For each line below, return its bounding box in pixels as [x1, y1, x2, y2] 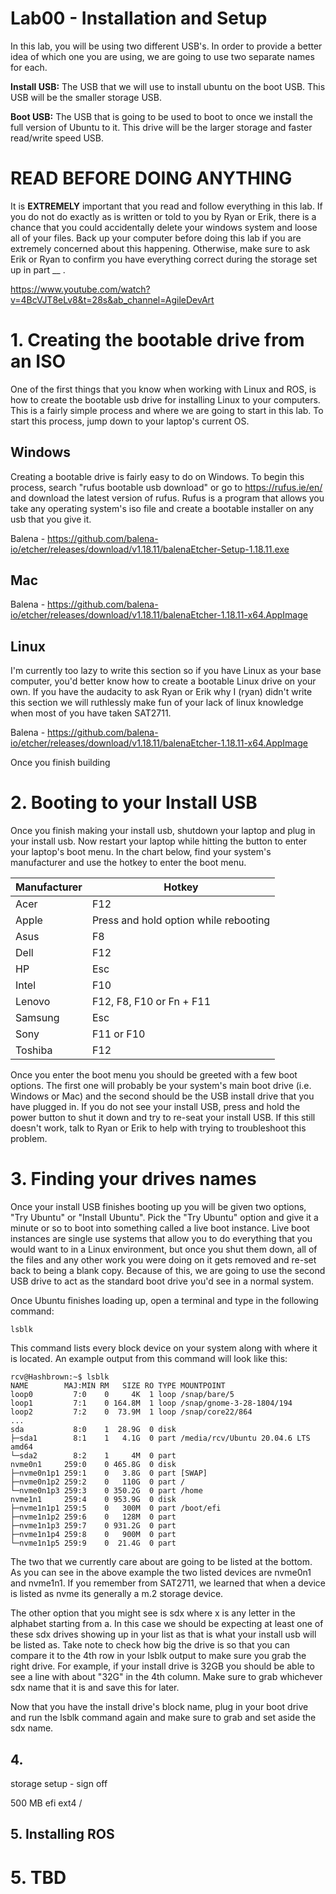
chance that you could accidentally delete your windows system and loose [10, 221, 318, 233]
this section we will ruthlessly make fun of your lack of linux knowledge [10, 697, 304, 709]
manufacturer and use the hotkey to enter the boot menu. [10, 857, 247, 869]
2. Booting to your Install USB [10, 792, 258, 814]
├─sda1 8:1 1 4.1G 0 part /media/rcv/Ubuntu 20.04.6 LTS [10, 1433, 311, 1444]
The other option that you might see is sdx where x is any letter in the [10, 1607, 296, 1619]
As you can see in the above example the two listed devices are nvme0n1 [10, 1567, 312, 1579]
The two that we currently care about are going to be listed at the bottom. [10, 1556, 313, 1568]
